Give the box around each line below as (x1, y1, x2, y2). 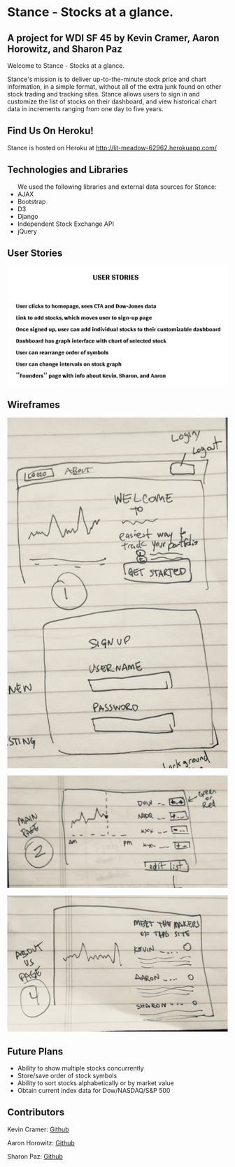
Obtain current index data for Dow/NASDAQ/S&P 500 (17, 1087, 171, 1095)
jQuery (17, 227, 37, 235)
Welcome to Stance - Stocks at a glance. (7, 62, 124, 70)
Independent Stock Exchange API (17, 220, 114, 228)
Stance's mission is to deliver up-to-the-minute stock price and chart (7, 75, 206, 83)
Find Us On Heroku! (7, 125, 94, 137)
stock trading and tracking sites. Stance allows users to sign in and (7, 90, 200, 98)
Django (17, 212, 38, 220)
